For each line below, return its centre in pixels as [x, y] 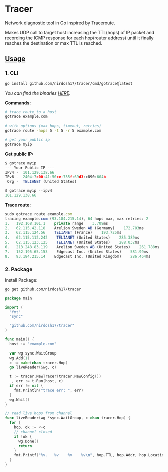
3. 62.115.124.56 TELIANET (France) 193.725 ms [63, 233]
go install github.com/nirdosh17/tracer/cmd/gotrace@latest [69, 83]
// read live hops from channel [39, 413]
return [25, 446]
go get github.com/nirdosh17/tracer [43, 289]
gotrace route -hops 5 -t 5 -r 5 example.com [53, 131]
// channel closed [33, 432]
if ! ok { [23, 437]
